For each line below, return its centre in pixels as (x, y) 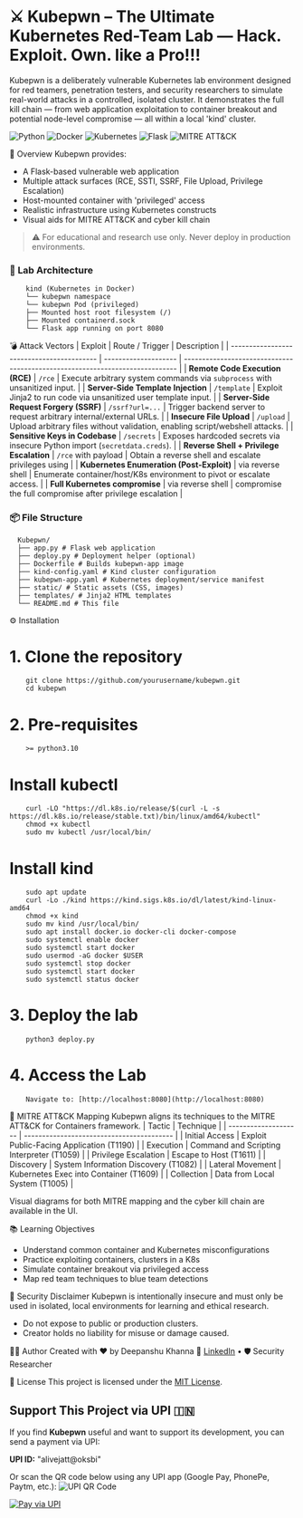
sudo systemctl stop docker (78, 964)
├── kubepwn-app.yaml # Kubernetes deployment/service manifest (141, 580)
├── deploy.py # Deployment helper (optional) (107, 556)
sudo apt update (57, 893)
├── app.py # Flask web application (86, 548)
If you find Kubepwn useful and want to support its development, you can (147, 1432)
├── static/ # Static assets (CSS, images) (100, 587)
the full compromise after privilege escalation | (96, 494)
